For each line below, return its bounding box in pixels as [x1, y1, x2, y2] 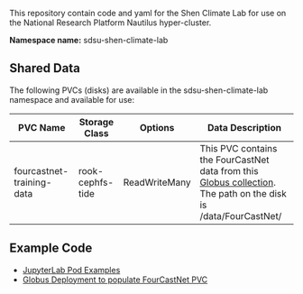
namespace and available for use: [9, 94, 135, 105]
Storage [78, 115, 115, 128]
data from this [199, 164, 259, 177]
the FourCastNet [199, 153, 270, 166]
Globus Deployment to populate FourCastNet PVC [22, 274, 208, 285]
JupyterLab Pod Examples [22, 264, 121, 275]
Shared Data [9, 60, 81, 76]
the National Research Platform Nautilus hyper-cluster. [9, 17, 212, 28]
